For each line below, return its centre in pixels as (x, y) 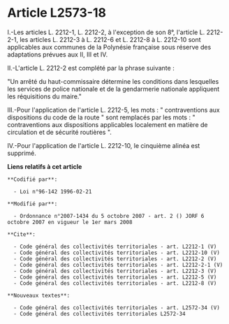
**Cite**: (22, 234)
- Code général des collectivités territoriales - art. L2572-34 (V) (117, 308)
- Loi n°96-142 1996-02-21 (53, 191)
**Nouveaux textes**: (39, 295)
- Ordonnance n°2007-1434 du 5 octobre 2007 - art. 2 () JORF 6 (109, 216)
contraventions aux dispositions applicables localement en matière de (108, 124)
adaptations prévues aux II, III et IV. (58, 54)
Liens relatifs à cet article (45, 166)
